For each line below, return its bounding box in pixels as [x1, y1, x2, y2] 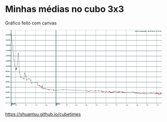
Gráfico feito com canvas [5, 20, 57, 26]
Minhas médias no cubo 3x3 [5, 3, 124, 15]
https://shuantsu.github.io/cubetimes [5, 111, 81, 118]
